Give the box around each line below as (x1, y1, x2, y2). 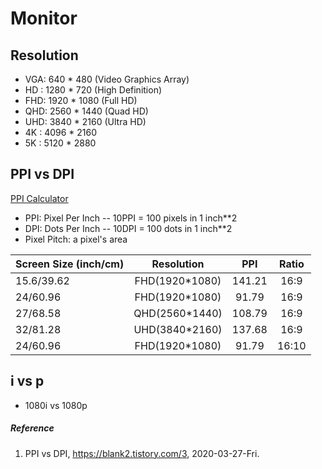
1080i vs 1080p (24, 399, 88, 411)
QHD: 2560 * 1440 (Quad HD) (24, 105, 149, 117)
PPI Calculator (10, 192, 69, 204)
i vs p (10, 373, 45, 390)
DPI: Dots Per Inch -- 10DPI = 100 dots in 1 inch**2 (24, 222, 233, 234)
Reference (10, 422, 55, 434)
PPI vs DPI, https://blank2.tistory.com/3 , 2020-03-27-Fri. (24, 447, 260, 459)
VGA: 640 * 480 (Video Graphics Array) (24, 73, 190, 85)
